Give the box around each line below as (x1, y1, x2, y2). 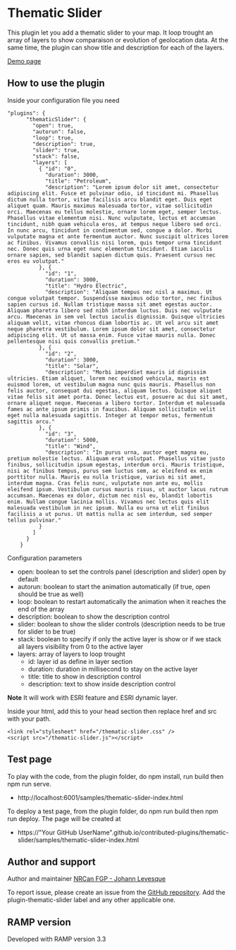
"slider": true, (32, 147, 80, 154)
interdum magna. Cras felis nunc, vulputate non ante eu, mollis (7, 479, 203, 487)
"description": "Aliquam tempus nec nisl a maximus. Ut (44, 288, 213, 295)
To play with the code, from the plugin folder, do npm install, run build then (7, 772, 224, 780)
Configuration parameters (7, 553, 82, 562)
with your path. (7, 714, 51, 723)
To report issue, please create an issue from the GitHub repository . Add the (7, 888, 225, 896)
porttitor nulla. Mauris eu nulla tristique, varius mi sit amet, (7, 474, 206, 481)
